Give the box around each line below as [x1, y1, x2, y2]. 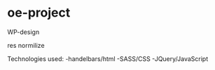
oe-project [7, 5, 71, 21]
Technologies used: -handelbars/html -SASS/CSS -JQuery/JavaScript [7, 54, 209, 63]
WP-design [7, 28, 40, 36]
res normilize [7, 41, 45, 49]
